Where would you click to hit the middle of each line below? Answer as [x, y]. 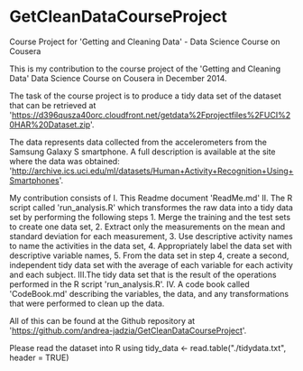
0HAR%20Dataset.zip [50, 125]
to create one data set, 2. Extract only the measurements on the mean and [147, 227]
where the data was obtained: [64, 161]
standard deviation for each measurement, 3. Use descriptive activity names [151, 236]
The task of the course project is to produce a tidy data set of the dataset [146, 96]
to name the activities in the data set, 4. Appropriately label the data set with [151, 246]
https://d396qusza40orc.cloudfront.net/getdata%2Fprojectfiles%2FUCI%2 [151, 115]
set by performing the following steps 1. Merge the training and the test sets [150, 217]
